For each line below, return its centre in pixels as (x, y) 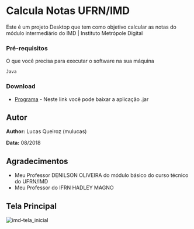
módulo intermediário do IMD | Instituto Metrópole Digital (75, 33)
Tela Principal (32, 206)
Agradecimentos (37, 161)
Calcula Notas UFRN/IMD (68, 11)
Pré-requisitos (27, 48)
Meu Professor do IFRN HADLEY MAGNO (64, 188)
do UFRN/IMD (31, 182)
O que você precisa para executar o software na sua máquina (80, 61)
